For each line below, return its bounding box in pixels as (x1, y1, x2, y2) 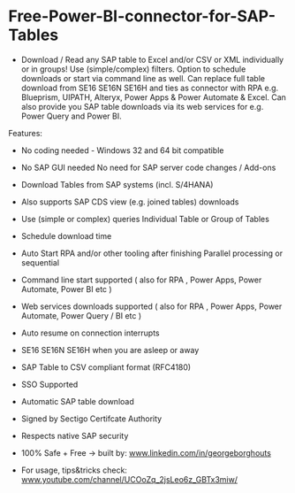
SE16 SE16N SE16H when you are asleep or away (20, 344, 200, 355)
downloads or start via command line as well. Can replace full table (20, 73, 266, 83)
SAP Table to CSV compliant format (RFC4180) (20, 361, 192, 373)
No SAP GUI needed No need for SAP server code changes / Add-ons (20, 162, 276, 173)
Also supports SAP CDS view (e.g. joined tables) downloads (20, 196, 239, 207)
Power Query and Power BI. (20, 111, 122, 121)
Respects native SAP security (20, 430, 129, 441)
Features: (8, 127, 43, 138)
